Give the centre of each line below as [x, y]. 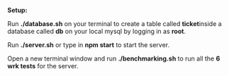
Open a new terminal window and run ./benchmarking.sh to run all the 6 [114, 58]
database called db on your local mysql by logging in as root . [97, 31]
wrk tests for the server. [43, 66]
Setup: [17, 10]
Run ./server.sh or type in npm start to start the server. [89, 45]
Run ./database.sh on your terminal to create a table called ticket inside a [114, 24]
